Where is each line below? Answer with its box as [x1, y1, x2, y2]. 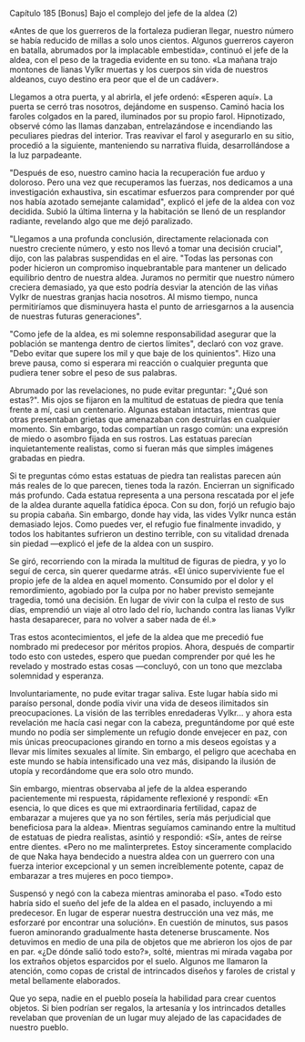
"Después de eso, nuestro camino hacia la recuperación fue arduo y [9, 168, 266, 178]
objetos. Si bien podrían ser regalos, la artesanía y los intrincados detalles [9, 1003, 287, 1013]
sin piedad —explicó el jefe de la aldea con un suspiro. [9, 538, 214, 549]
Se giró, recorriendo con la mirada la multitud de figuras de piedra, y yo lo [9, 556, 287, 566]
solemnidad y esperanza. [9, 670, 105, 681]
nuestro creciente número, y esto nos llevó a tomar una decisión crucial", [9, 243, 284, 253]
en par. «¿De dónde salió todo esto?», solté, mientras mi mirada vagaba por [9, 946, 293, 956]
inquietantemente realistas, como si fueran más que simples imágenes [9, 443, 274, 454]
